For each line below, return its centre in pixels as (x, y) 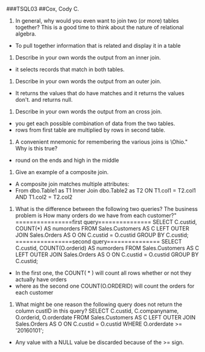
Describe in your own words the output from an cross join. (88, 112)
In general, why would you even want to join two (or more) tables (97, 21)
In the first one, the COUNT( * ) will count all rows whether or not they (103, 273)
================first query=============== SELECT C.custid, (106, 222)
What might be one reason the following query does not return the (99, 304)
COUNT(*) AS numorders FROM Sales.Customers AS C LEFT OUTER (102, 228)
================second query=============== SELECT (99, 241)
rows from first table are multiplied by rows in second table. (90, 130)
